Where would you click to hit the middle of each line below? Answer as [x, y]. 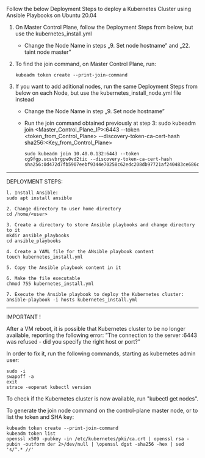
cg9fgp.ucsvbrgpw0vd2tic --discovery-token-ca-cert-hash [98, 159]
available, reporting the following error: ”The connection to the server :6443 [102, 335]
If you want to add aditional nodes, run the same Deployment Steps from [106, 86]
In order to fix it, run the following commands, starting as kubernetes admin [101, 353]
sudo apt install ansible [39, 198]
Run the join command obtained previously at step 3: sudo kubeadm [110, 123]
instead [25, 99]
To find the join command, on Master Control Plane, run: [86, 64]
